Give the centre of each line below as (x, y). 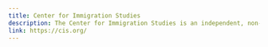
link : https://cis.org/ (48, 30)
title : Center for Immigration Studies (75, 16)
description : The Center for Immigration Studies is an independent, (126, 23)
